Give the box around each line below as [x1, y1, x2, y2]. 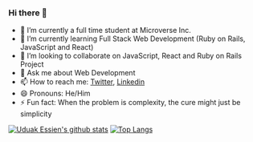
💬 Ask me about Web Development [19, 68, 136, 78]
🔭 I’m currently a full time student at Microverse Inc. [19, 26, 191, 35]
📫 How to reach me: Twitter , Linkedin [19, 77, 145, 87]
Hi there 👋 [8, 7, 48, 18]
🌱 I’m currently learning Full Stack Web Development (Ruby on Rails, [19, 34, 246, 43]
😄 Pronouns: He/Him [19, 88, 91, 99]
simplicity [19, 109, 52, 119]
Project [19, 59, 44, 69]
